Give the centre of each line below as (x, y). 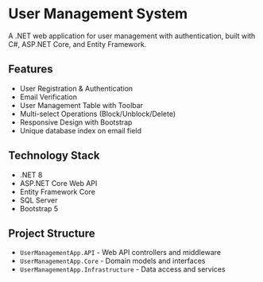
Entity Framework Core (57, 191)
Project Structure (52, 233)
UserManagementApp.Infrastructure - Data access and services (122, 269)
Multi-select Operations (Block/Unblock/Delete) (98, 114)
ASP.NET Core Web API (58, 183)
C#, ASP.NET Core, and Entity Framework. (77, 44)
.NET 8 (31, 175)
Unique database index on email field (80, 130)
